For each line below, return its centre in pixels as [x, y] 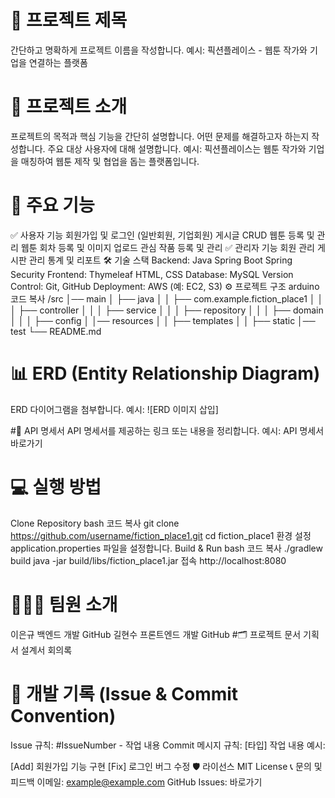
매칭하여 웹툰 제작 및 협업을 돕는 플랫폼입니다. [110, 161]
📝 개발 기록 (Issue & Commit [124, 693]
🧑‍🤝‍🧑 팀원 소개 [64, 604]
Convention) [63, 715]
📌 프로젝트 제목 [69, 20]
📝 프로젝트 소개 [69, 107]
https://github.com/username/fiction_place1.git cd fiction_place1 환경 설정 [161, 535]
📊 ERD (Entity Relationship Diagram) [165, 373]
